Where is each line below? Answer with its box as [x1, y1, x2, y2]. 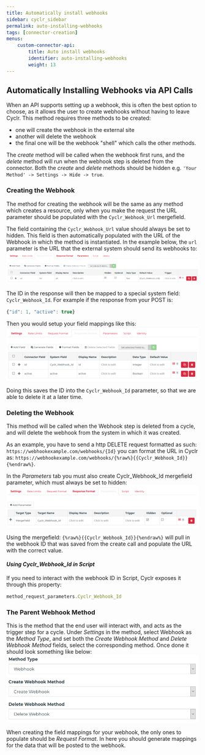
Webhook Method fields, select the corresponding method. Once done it [6, 641, 189, 649]
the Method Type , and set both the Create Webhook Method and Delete [6, 635, 187, 643]
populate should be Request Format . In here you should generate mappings [6, 735, 197, 743]
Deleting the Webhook [6, 409, 75, 417]
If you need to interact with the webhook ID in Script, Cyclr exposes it [6, 574, 182, 581]
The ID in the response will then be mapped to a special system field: [6, 290, 181, 297]
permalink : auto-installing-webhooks [6, 23, 103, 29]
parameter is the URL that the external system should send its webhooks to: [6, 244, 198, 252]
